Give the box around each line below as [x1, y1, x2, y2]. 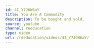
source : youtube [5, 21, 39, 26]
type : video [5, 30, 30, 35]
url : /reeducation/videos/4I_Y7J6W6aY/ [5, 35, 89, 40]
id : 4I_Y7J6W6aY [5, 7, 39, 12]
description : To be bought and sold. [5, 16, 85, 21]
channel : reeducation [5, 26, 51, 31]
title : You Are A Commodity [5, 12, 65, 17]
